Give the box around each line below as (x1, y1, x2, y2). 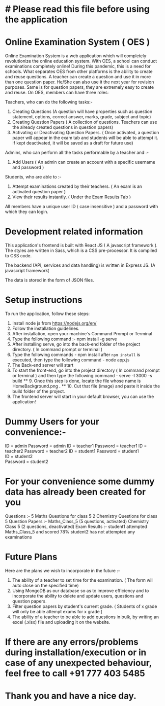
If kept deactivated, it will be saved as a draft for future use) (12, 140, 134, 146)
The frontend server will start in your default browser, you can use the (12, 393, 154, 399)
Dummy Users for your (5, 416, 100, 427)
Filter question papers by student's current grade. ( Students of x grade (12, 603, 157, 609)
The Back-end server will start (12, 362, 74, 368)
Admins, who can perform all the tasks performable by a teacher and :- (5, 149, 149, 156)
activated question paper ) (12, 189, 66, 195)
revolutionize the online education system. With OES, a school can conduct (5, 58, 157, 64)
